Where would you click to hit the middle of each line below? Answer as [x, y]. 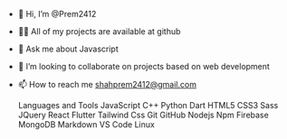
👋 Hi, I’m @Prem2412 [57, 14]
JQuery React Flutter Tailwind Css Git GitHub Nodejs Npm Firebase [143, 115]
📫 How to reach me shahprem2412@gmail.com [107, 84]
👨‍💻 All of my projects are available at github [99, 31]
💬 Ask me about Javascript [68, 49]
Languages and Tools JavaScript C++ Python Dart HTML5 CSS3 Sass [148, 105]
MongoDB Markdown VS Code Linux [86, 125]
